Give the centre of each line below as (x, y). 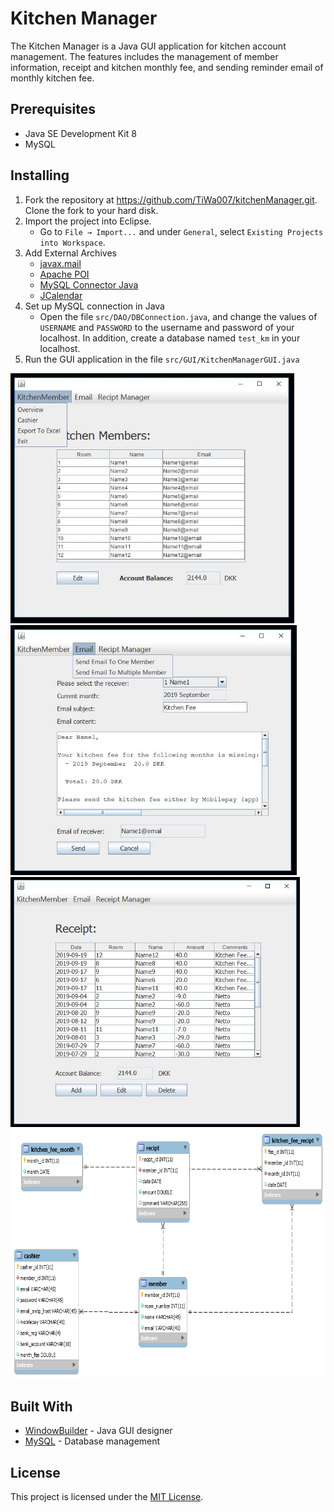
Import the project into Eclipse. (88, 221)
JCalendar (61, 295)
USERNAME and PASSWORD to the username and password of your (167, 327)
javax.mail (60, 263)
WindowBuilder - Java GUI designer (98, 1431)
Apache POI (64, 274)
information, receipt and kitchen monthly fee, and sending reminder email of (167, 67)
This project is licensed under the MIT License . (107, 1497)
